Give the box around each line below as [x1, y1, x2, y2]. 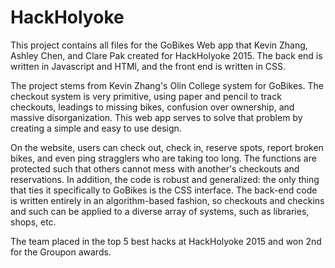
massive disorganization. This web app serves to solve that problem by [10, 111, 303, 123]
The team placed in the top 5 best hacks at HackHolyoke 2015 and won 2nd [10, 235, 322, 247]
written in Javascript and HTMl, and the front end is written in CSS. [10, 60, 287, 72]
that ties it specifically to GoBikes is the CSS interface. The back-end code [10, 184, 318, 196]
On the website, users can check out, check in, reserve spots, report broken [10, 141, 324, 153]
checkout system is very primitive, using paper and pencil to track [10, 90, 282, 102]
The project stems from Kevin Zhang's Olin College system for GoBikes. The [10, 79, 324, 91]
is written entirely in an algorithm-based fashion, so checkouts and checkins [10, 194, 325, 206]
